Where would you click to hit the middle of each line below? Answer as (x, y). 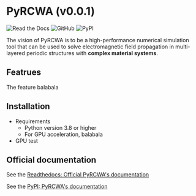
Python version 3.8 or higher (60, 127)
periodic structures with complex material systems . (92, 53)
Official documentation (51, 160)
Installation (28, 106)
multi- (183, 47)
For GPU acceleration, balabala (63, 134)
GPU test (27, 141)
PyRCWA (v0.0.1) (51, 11)
